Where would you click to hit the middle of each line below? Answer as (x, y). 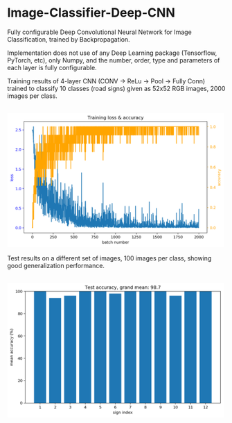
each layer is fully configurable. (52, 67)
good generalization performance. (56, 266)
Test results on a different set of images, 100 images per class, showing (109, 258)
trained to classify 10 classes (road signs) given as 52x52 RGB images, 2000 (116, 88)
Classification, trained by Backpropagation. (69, 39)
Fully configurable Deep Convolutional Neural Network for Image (99, 32)
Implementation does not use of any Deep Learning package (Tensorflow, (112, 53)
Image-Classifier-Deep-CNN (91, 13)
